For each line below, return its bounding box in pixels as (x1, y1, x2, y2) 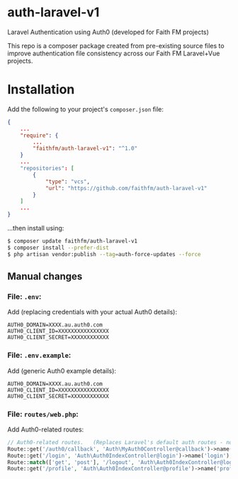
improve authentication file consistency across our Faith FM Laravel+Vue (7, 49, 220, 57)
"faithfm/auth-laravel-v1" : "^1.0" (33, 145, 138, 153)
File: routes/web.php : (7, 409, 79, 419)
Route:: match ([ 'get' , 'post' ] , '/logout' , (7, 458, 135, 466)
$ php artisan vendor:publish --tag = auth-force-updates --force (7, 250, 201, 258)
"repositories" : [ (20, 165, 74, 172)
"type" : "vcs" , (45, 178, 91, 185)
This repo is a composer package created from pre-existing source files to (7, 41, 225, 50)
